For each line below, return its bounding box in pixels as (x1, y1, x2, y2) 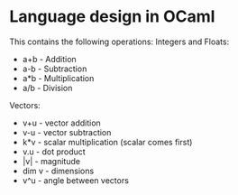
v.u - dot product (22, 146, 86, 157)
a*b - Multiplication (22, 72, 95, 83)
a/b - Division (22, 82, 73, 93)
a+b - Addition (22, 53, 77, 64)
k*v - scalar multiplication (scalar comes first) (22, 136, 193, 147)
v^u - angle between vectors (22, 174, 129, 186)
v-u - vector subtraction (22, 126, 112, 137)
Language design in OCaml (9, 6, 215, 27)
